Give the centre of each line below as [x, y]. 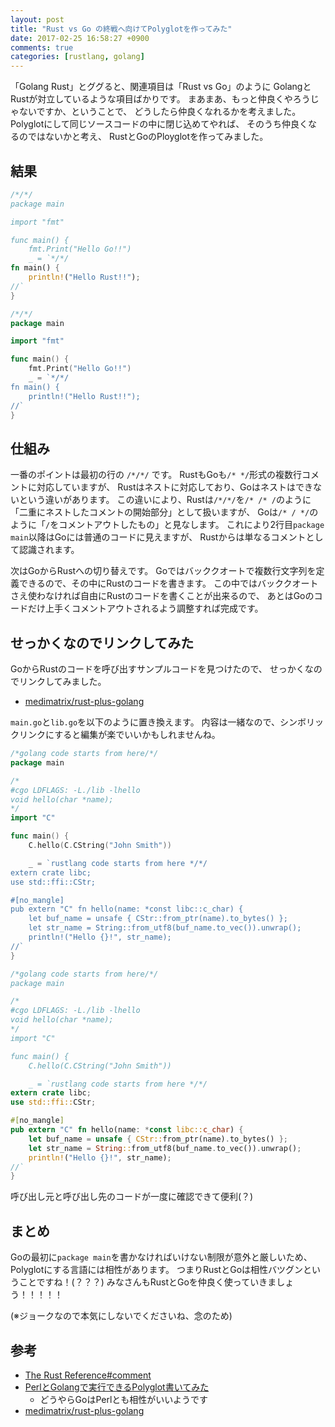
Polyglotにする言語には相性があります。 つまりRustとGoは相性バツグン [157, 1270]
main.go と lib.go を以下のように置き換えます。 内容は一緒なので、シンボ [158, 722]
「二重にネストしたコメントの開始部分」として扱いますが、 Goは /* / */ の [164, 512]
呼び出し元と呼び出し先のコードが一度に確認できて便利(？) [132, 1197]
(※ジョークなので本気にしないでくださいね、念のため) [121, 1316]
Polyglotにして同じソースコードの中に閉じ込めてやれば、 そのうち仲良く [159, 124]
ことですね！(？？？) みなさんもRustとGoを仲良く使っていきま [147, 1282]
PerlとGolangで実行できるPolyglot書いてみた [117, 1387]
